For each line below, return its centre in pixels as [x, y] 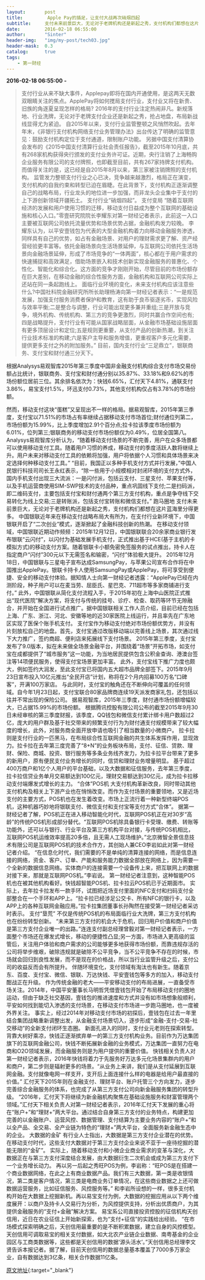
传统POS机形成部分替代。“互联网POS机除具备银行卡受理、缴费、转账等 [109, 822]
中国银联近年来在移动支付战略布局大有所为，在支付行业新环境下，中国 [106, 516]
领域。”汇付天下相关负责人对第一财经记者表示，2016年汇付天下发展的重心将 [100, 1104]
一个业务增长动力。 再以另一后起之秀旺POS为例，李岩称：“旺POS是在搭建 [99, 1165]
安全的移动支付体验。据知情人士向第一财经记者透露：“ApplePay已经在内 [107, 577]
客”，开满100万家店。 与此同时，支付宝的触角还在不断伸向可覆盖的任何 [95, 684]
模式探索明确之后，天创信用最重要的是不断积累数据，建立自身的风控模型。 [105, 1226]
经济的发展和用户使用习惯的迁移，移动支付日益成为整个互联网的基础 [107, 208]
